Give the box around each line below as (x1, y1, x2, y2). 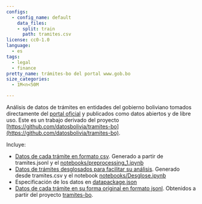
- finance (11, 65, 36, 71)
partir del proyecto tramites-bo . (14, 191, 93, 198)
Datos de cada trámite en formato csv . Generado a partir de (14, 153, 164, 160)
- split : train (17, 25, 55, 32)
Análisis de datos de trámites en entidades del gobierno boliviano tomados (6, 104, 192, 110)
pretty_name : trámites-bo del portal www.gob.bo (6, 71, 131, 77)
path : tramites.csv (22, 31, 71, 37)
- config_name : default (11, 14, 71, 21)
